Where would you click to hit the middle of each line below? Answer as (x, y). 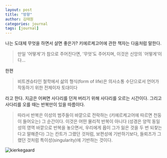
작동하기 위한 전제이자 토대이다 (47, 87)
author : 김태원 (19, 19)
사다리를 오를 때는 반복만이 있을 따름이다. (45, 104)
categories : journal (27, 24)
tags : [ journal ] (22, 28)
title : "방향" (19, 14)
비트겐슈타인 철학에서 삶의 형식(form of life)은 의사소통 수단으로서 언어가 (88, 81)
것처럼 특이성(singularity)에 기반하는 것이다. (70, 140)
